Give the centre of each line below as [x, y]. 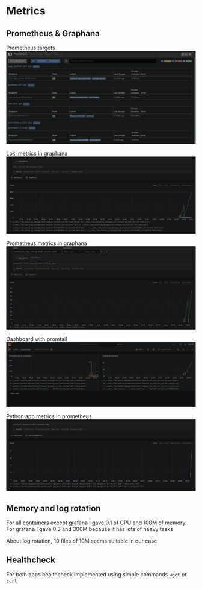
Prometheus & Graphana [53, 33]
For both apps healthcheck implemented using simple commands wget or [97, 574]
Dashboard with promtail [37, 339]
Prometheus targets [31, 48]
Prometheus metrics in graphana [47, 243]
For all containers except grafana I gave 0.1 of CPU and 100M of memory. [97, 523]
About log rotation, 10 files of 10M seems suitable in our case [82, 541]
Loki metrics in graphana [37, 154]
